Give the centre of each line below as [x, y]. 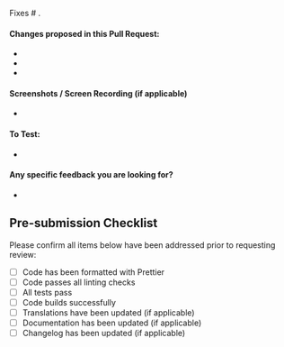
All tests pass [47, 292]
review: [23, 254]
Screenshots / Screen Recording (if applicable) [98, 93]
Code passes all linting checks [79, 282]
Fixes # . [25, 13]
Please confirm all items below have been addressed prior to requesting [142, 245]
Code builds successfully [69, 302]
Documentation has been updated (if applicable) [112, 323]
